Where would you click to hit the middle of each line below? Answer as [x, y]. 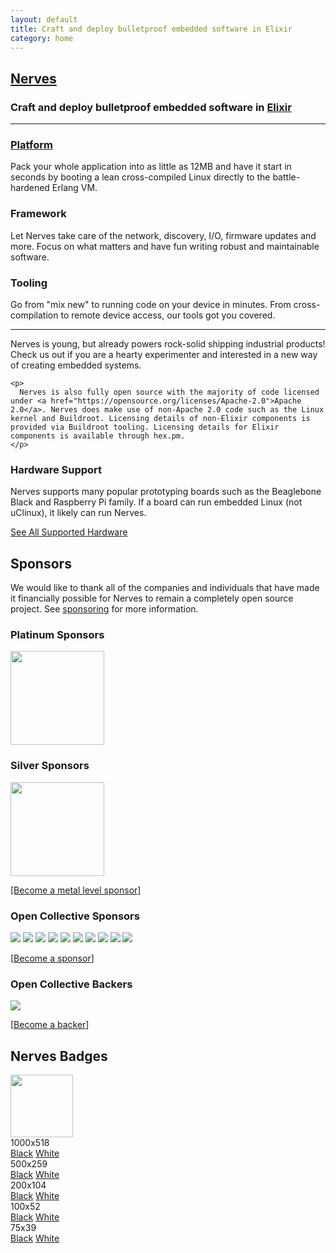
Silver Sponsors [50, 766]
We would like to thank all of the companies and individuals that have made [165, 588]
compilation [34, 315]
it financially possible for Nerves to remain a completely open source [152, 598]
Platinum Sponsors [57, 634]
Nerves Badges [59, 1056]
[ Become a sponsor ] [52, 958]
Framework [38, 214]
